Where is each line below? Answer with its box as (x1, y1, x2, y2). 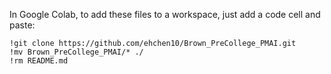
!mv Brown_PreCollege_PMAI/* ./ (9, 47, 144, 57)
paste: (9, 19, 36, 31)
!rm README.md (9, 56, 69, 66)
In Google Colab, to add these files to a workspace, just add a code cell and (9, 9, 321, 20)
